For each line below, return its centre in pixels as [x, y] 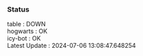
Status [18, 9]
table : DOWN [26, 24]
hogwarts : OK [27, 31]
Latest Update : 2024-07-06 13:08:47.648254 [71, 46]
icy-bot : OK [24, 38]
